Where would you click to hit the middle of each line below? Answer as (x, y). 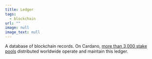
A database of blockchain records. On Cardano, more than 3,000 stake (76, 46)
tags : (10, 14)
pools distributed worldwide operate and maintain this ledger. (66, 51)
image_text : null (23, 32)
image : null (17, 28)
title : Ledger (19, 10)
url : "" (13, 23)
